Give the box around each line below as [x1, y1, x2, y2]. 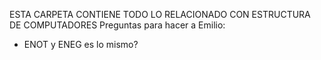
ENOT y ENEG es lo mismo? [23, 39, 139, 50]
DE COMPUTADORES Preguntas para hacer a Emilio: [9, 19, 226, 31]
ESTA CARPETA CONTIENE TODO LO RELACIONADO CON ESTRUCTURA [9, 9, 311, 20]
